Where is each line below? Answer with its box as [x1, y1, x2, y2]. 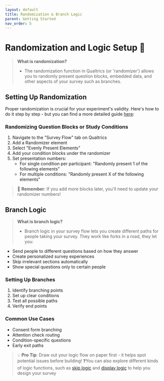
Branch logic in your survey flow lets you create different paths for [24, 228, 159, 234]
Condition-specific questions [12, 337, 71, 343]
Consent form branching [12, 326, 62, 333]
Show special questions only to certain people [12, 264, 106, 270]
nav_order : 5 [5, 21, 32, 26]
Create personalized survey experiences [12, 253, 95, 259]
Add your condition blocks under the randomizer [12, 150, 111, 156]
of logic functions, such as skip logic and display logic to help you [17, 365, 151, 371]
